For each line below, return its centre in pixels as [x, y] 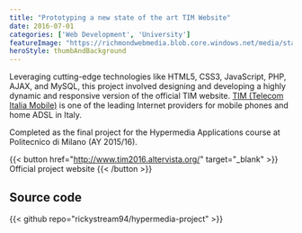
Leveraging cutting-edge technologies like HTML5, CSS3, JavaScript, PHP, [148, 76]
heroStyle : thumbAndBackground [68, 51]
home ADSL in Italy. [46, 115]
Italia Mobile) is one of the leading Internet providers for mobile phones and [149, 105]
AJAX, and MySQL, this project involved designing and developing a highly [147, 86]
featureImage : [36, 43]
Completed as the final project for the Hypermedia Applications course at [145, 132]
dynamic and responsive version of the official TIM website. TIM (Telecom [147, 96]
